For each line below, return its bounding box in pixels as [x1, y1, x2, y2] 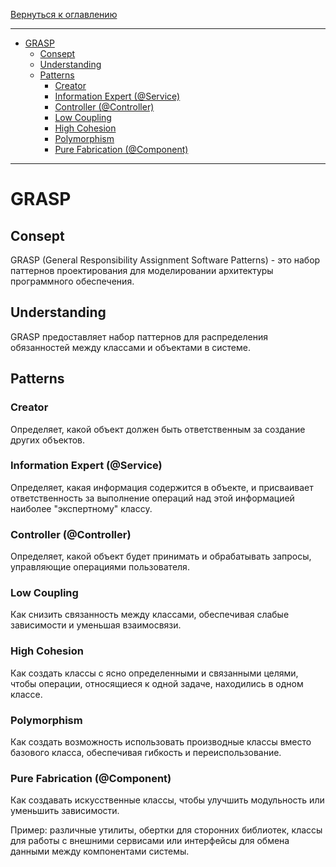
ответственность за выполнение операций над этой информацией [10, 492, 295, 504]
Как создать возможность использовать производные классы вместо [10, 735, 312, 748]
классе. [10, 688, 43, 700]
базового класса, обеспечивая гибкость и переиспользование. [10, 746, 282, 758]
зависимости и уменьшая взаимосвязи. [10, 619, 182, 631]
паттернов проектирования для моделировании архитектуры [10, 265, 274, 276]
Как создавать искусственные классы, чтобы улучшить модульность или [10, 794, 325, 806]
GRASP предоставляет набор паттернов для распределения [10, 330, 268, 343]
